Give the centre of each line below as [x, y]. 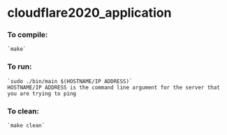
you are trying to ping [42, 93]
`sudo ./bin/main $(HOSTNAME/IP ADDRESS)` [70, 81]
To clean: [23, 111]
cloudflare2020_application [89, 13]
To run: [20, 66]
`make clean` [26, 126]
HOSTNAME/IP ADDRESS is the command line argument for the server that [113, 87]
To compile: [28, 35]
